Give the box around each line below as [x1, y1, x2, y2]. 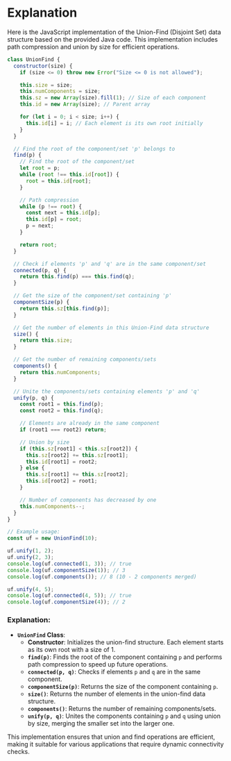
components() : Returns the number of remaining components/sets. [27, 705, 216, 713]
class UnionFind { [7, 56, 60, 63]
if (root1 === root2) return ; [19, 426, 108, 433]
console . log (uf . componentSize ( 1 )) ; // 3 [7, 567, 126, 574]
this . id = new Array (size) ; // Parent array [19, 101, 151, 108]
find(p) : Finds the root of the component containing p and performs [27, 653, 223, 661]
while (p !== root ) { [19, 203, 82, 210]
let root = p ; [19, 165, 60, 172]
